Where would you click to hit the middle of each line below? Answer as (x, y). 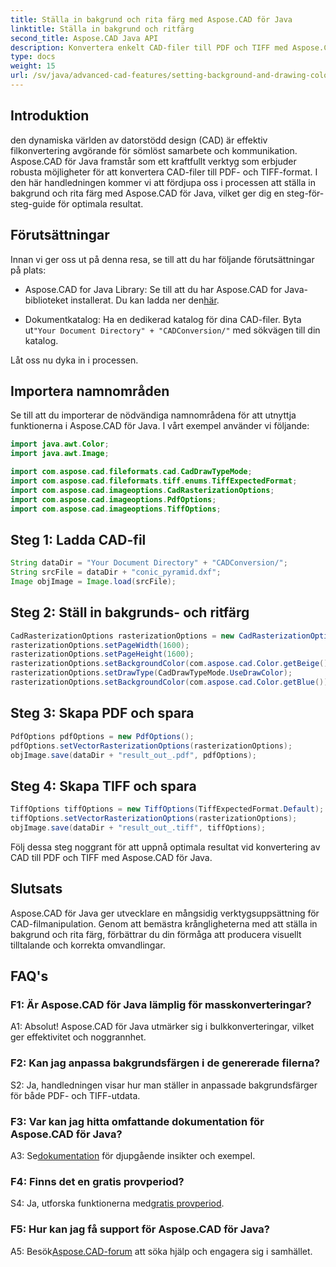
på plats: (28, 270)
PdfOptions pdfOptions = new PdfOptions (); (102, 736)
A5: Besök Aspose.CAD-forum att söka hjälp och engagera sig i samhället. (161, 1251)
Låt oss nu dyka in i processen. (74, 360)
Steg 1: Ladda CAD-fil (78, 539)
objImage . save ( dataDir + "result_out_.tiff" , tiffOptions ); (138, 827)
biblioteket (46, 300)
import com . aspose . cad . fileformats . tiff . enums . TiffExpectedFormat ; (154, 481)
